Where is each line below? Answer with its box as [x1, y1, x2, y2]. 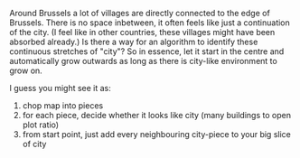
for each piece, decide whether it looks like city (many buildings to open [22, 110, 292, 120]
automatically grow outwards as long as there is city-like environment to [9, 56, 277, 66]
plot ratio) [22, 119, 60, 130]
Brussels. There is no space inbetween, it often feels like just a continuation [9, 17, 291, 28]
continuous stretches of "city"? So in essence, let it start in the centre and [9, 46, 285, 57]
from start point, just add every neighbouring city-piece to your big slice [22, 129, 291, 139]
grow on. [9, 65, 42, 76]
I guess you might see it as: [9, 83, 111, 93]
